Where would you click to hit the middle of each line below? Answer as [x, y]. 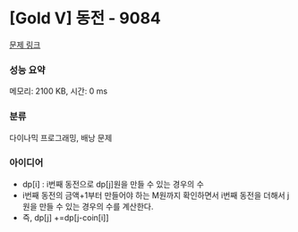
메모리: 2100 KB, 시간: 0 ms [59, 91]
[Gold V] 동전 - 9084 [85, 18]
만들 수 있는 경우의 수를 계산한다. [96, 206]
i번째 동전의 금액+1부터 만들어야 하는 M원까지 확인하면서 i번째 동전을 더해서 [153, 195]
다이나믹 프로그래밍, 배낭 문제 [61, 137]
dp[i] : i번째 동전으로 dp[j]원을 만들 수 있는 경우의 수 [113, 184]
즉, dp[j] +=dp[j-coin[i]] [65, 217]
